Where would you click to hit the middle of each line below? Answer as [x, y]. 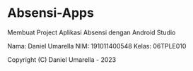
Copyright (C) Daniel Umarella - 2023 [62, 59]
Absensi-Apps [51, 13]
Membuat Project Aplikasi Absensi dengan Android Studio [92, 32]
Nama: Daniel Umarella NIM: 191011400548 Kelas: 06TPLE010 [97, 46]
